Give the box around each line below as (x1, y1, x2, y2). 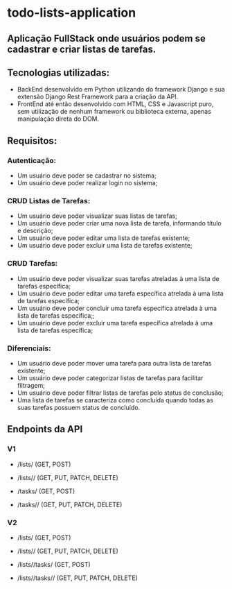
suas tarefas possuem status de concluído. (17, 403, 141, 411)
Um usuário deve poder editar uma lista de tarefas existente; (17, 234, 190, 242)
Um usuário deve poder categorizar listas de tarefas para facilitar (17, 373, 204, 382)
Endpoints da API (7, 423, 83, 435)
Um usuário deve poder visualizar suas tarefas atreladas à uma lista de (17, 274, 220, 282)
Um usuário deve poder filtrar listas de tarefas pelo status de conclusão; (17, 389, 224, 397)
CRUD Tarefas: (7, 259, 58, 268)
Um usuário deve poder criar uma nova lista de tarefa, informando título (17, 219, 222, 228)
